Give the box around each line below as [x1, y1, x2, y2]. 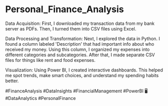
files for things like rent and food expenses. [5, 57, 96, 63]
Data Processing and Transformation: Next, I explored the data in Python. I [5, 36, 160, 42]
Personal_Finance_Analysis [5, 4, 124, 15]
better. [5, 78, 19, 84]
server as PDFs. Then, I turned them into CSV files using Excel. [5, 25, 137, 31]
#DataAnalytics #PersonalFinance [5, 95, 76, 101]
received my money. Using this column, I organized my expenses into [5, 46, 150, 52]
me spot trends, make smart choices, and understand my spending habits [5, 72, 159, 78]
